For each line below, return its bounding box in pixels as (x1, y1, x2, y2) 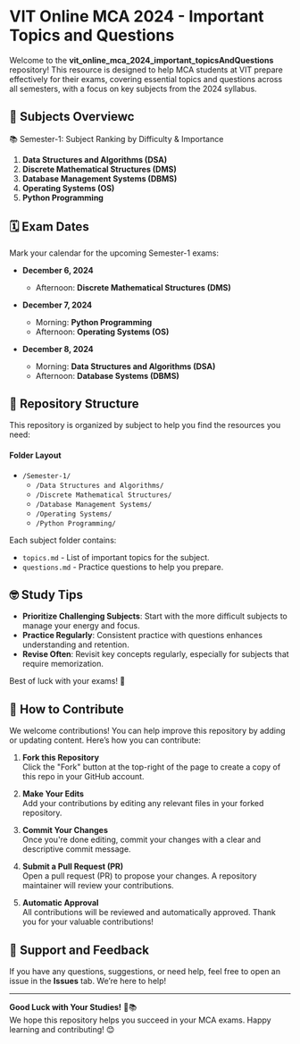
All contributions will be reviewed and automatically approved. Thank (21, 907, 277, 918)
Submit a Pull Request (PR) (21, 861, 123, 872)
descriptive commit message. (21, 844, 131, 855)
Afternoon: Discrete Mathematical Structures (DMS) (35, 282, 232, 292)
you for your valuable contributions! (21, 916, 154, 927)
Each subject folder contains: (9, 535, 117, 545)
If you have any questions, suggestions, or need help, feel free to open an (9, 966, 281, 977)
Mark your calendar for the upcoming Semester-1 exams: (9, 248, 219, 258)
